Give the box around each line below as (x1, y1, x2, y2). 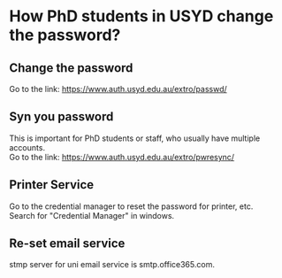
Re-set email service (9, 236, 126, 251)
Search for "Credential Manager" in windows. (9, 210, 175, 220)
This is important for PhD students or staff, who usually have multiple (9, 133, 261, 143)
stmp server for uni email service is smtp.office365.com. (9, 259, 215, 270)
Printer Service (9, 177, 95, 192)
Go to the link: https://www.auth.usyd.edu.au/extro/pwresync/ (9, 151, 235, 162)
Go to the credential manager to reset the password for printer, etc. (9, 201, 254, 212)
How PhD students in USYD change (9, 6, 274, 27)
